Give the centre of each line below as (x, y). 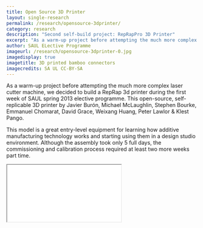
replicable (19, 105)
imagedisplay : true (31, 57)
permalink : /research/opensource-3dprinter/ (64, 23)
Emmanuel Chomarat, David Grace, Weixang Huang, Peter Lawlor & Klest (98, 112)
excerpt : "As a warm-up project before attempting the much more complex (102, 40)
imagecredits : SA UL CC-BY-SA (45, 68)
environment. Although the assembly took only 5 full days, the (84, 143)
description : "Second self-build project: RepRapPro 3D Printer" (91, 35)
